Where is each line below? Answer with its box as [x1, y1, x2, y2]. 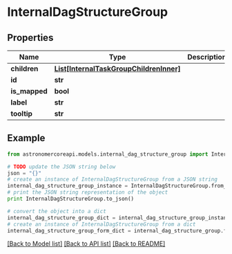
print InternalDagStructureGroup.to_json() [7, 195, 135, 203]
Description [187, 53, 226, 62]
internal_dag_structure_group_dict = [7, 214, 116, 221]
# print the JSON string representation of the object [7, 189, 168, 196]
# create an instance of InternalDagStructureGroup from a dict [7, 221, 196, 228]
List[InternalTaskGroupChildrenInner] [54, 64, 181, 73]
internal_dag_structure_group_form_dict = [7, 227, 131, 234]
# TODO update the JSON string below [7, 163, 116, 170]
